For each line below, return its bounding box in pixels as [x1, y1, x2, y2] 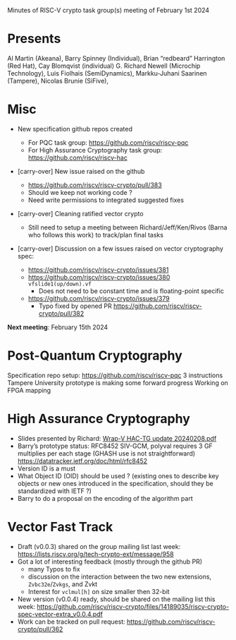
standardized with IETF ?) [17, 487, 92, 495]
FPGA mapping [7, 386, 51, 394]
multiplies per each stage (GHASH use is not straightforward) [17, 449, 196, 458]
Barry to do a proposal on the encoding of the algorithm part [17, 494, 193, 502]
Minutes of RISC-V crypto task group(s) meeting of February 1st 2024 [7, 6, 210, 14]
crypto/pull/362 [17, 624, 63, 633]
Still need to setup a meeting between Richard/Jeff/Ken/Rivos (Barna [27, 223, 228, 232]
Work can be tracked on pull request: [17, 617, 125, 626]
